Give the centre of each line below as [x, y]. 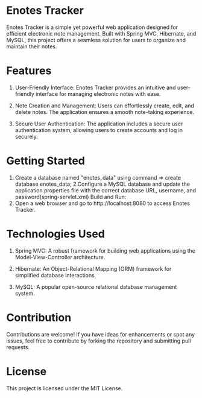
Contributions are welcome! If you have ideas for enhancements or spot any [100, 334]
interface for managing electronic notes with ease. [98, 93]
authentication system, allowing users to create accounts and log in [99, 130]
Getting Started [46, 161]
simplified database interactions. [55, 275]
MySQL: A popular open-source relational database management [96, 286]
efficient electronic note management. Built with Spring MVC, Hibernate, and [101, 33]
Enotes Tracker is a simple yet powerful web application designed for [92, 27]
